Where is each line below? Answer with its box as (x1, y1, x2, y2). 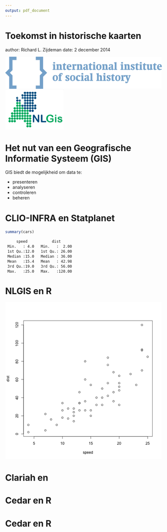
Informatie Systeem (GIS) (5, 153, 112, 164)
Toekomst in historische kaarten (5, 30, 142, 41)
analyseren (12, 184, 36, 190)
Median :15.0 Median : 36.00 (7, 254, 72, 259)
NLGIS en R (5, 286, 52, 297)
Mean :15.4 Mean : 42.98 (7, 259, 72, 264)
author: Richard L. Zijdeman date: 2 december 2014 (5, 46, 110, 52)
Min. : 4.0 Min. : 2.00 (7, 244, 72, 249)
